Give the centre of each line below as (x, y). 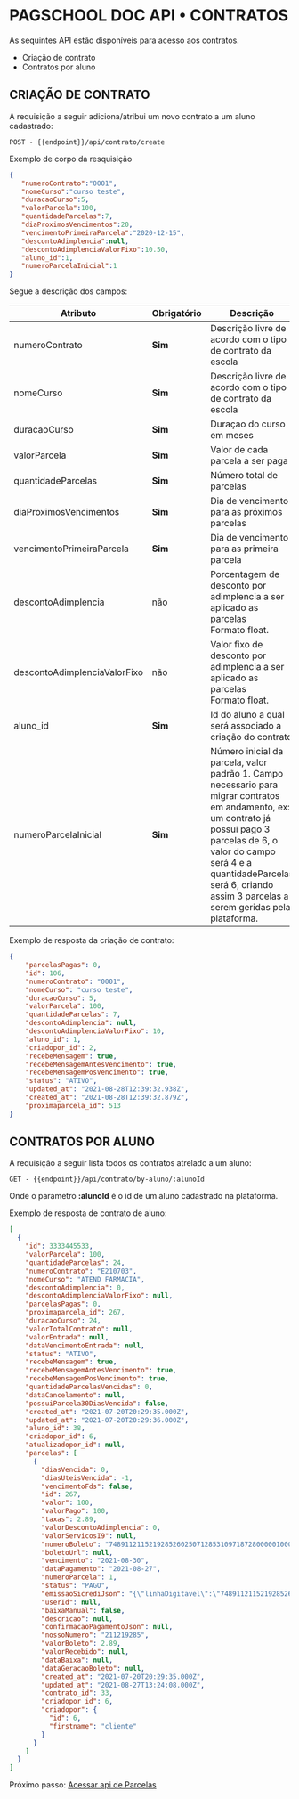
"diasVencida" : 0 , (75, 1469)
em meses (232, 436)
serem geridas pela (251, 908)
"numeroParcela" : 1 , (79, 1577)
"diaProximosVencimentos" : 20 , (77, 224)
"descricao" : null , (77, 1619)
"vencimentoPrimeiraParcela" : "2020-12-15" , (103, 232)
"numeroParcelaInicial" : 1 (69, 266)
